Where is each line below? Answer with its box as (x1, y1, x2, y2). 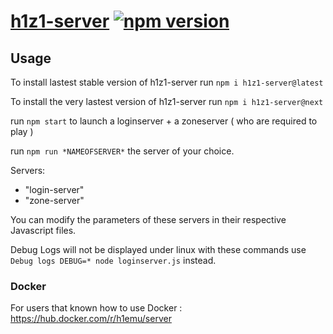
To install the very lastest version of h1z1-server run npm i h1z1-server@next (10, 96, 324, 107)
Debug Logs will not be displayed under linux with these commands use (10, 244, 307, 255)
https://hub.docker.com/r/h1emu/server (10, 313, 172, 325)
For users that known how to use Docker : (10, 302, 183, 314)
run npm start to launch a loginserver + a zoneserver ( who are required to (10, 115, 318, 127)
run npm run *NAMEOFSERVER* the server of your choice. (10, 145, 235, 157)
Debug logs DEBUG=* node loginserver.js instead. (10, 255, 217, 266)
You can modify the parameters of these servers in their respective (10, 214, 287, 225)
